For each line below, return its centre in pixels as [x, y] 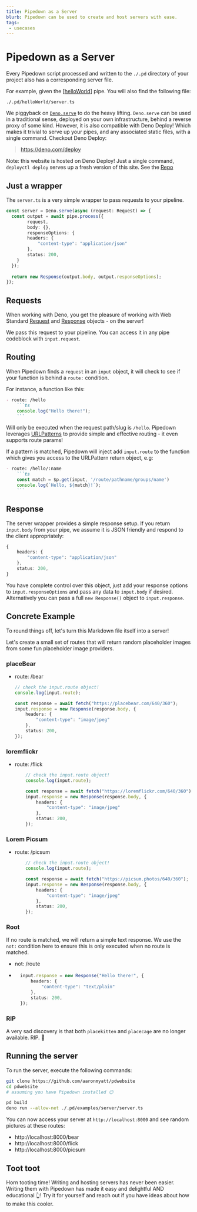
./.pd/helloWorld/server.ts [41, 102]
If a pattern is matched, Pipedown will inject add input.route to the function [98, 451]
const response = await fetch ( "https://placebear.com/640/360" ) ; [96, 703]
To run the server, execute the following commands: [69, 1070]
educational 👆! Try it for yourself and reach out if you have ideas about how [98, 1195]
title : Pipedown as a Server [42, 12]
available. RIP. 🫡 [26, 1037]
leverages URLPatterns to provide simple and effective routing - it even [92, 434]
